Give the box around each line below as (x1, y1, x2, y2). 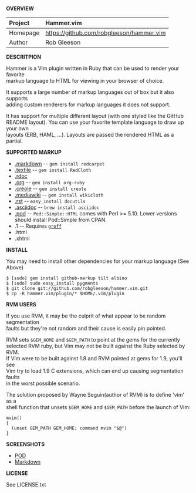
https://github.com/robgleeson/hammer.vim (45, 29, 166, 37)
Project (9, 19, 30, 27)
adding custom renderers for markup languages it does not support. (6, 101, 171, 108)
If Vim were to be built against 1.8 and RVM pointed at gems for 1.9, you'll (6, 355, 183, 362)
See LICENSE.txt (6, 481, 46, 488)
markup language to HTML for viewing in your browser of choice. (6, 77, 164, 84)
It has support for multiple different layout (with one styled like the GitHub (6, 113, 184, 119)
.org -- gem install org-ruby (14, 179, 85, 185)
